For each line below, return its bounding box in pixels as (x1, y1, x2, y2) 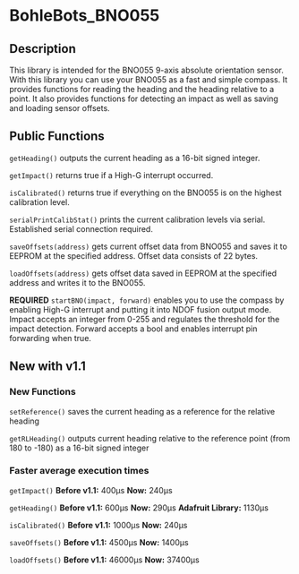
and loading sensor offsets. (9, 103, 110, 113)
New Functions (9, 386, 76, 398)
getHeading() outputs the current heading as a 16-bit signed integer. (9, 152, 261, 163)
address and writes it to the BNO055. (9, 277, 146, 287)
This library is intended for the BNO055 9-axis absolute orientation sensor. (9, 64, 284, 75)
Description (9, 41, 76, 56)
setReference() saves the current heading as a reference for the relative (9, 406, 276, 416)
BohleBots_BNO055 (9, 5, 160, 26)
